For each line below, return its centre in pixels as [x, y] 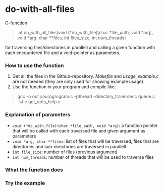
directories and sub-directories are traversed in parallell [69, 146]
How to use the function [35, 65]
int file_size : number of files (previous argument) [65, 152]
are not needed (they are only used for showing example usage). [78, 82]
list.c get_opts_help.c [39, 102]
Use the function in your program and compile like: [64, 87]
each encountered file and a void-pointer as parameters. [63, 53]
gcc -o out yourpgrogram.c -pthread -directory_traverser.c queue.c [86, 96]
